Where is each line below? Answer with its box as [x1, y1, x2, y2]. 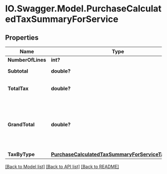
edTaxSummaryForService [5, 13, 118, 25]
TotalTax [7, 85, 29, 92]
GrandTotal [7, 121, 35, 128]
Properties [5, 33, 39, 42]
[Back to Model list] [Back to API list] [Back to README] [5, 164, 119, 170]
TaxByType [7, 151, 35, 158]
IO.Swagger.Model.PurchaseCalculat [5, 3, 162, 14]
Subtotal [7, 68, 28, 75]
